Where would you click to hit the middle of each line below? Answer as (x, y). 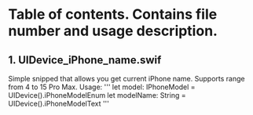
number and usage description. (113, 31)
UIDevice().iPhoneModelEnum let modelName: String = (97, 95)
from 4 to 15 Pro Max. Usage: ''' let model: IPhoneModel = (102, 87)
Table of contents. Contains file (113, 14)
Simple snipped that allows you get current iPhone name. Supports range (126, 79)
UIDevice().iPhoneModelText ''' (59, 104)
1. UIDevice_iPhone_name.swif (85, 60)
